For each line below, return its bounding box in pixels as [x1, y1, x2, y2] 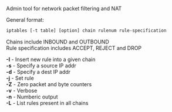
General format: [6, 16, 44, 23]
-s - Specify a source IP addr [6, 62, 76, 69]
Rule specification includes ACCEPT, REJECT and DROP [6, 44, 142, 52]
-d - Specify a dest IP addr [6, 68, 71, 75]
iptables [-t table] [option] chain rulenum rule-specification [6, 28, 167, 33]
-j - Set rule [6, 74, 34, 82]
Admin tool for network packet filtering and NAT [6, 5, 122, 12]
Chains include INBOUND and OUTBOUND [6, 38, 110, 45]
